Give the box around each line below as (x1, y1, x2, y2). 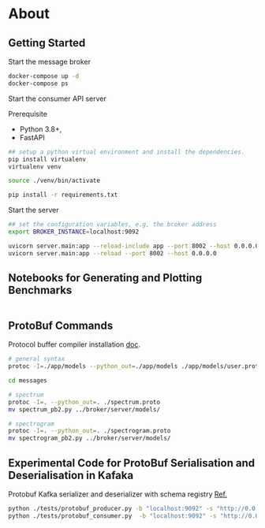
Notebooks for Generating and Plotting (8, 271, 203, 284)
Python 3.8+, (19, 124, 62, 134)
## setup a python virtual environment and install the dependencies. (8, 147, 245, 156)
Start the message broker (8, 57, 91, 66)
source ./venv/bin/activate (8, 177, 101, 185)
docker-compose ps (8, 80, 69, 87)
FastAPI (19, 132, 45, 142)
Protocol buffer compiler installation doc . (8, 340, 140, 349)
